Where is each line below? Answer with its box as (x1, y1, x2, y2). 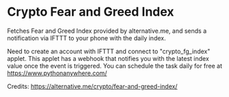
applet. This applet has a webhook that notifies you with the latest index (7, 54, 210, 62)
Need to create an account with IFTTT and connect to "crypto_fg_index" (7, 47, 211, 55)
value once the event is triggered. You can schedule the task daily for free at (7, 61, 223, 70)
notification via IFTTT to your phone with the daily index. (7, 33, 166, 42)
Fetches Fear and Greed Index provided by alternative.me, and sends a (7, 27, 207, 35)
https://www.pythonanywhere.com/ (7, 69, 107, 77)
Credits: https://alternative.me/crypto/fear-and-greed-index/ (7, 82, 178, 90)
